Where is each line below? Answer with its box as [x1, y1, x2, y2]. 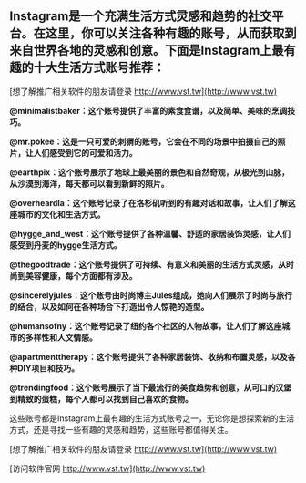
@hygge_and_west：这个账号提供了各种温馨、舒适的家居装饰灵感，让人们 [9, 228, 291, 239]
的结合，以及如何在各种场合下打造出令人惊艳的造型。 [9, 301, 209, 312]
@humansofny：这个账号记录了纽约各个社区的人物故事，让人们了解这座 [9, 320, 282, 331]
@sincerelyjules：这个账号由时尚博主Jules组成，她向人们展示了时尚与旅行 [9, 290, 293, 301]
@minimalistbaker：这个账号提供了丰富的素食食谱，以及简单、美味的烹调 [9, 105, 288, 116]
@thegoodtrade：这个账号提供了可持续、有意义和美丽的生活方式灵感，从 [9, 259, 287, 270]
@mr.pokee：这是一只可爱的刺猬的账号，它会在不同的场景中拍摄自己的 [9, 136, 278, 147]
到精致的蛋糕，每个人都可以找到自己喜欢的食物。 [9, 393, 193, 404]
